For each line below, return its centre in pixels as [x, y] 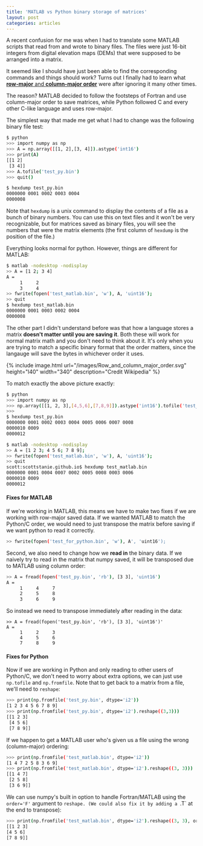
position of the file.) [31, 237]
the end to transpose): [34, 810]
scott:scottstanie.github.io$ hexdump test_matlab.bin [77, 467]
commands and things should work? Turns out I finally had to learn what [96, 78]
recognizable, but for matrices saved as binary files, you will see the [91, 224]
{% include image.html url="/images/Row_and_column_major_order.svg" [96, 365]
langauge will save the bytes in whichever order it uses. [75, 354]
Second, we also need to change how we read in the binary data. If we [94, 553]
